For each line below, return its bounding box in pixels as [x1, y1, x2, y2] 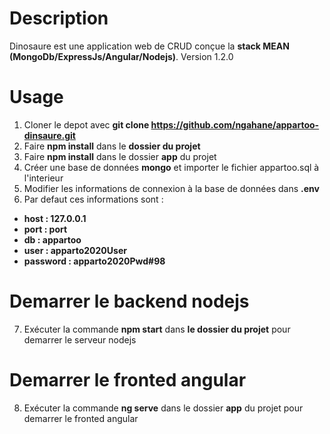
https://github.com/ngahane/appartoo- [150, 118, 320, 131]
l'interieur [23, 172, 64, 184]
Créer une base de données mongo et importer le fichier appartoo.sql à [23, 161, 320, 173]
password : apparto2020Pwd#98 [23, 255, 166, 267]
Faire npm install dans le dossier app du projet [23, 150, 217, 162]
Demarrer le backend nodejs [9, 290, 250, 313]
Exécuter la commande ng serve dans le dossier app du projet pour [23, 402, 304, 414]
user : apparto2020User [23, 244, 127, 256]
